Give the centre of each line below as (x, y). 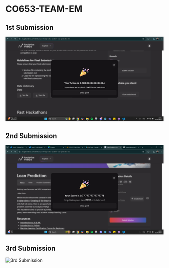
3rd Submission (30, 248)
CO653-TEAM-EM (44, 9)
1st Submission (29, 27)
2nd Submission (31, 136)
